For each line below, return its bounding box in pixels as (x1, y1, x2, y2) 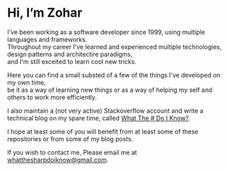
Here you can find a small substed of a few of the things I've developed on (7, 71, 221, 79)
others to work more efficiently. (7, 92, 97, 101)
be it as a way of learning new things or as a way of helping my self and (7, 85, 213, 94)
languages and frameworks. (7, 35, 88, 43)
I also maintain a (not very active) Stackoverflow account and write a (7, 106, 204, 115)
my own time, (7, 78, 47, 86)
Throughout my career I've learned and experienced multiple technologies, (7, 42, 222, 51)
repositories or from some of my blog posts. (7, 134, 133, 143)
